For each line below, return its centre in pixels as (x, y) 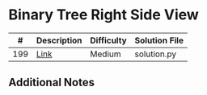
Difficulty (108, 40)
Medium (106, 54)
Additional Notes (52, 83)
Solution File (159, 40)
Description (59, 40)
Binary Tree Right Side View (104, 15)
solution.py (156, 54)
